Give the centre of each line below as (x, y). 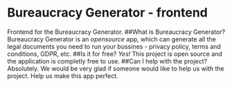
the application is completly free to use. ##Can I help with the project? (107, 61)
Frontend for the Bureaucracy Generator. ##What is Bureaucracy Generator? (116, 32)
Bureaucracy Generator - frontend (107, 13)
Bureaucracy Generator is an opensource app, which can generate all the (112, 39)
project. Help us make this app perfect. (63, 76)
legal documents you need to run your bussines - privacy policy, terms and (114, 46)
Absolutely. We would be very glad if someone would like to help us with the (116, 68)
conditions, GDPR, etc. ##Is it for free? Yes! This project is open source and (115, 54)
